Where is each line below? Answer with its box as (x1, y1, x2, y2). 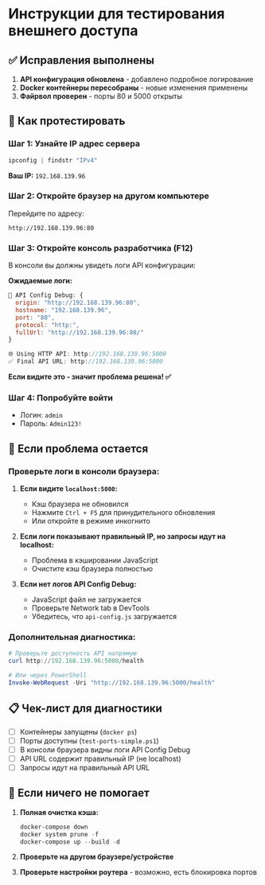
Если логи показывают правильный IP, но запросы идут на (19, 532, 226, 541)
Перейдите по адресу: (8, 209, 85, 218)
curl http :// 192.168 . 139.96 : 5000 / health (8, 657, 145, 665)
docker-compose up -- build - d (19, 837, 121, 846)
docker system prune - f (19, 830, 99, 838)
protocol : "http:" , (15, 321, 80, 329)
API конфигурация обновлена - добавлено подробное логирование (19, 75, 254, 84)
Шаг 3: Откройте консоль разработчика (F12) (8, 242, 193, 253)
